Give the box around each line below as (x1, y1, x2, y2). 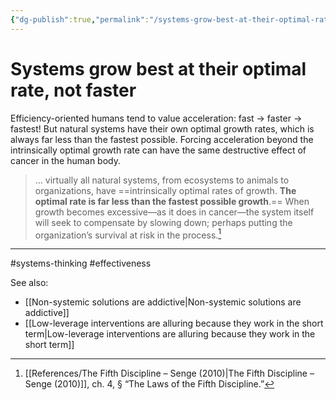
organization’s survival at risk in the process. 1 (34, 227, 222, 241)
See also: (10, 277, 49, 289)
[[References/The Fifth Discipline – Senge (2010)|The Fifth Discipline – (24, 367, 315, 380)
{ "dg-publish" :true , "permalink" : (10, 14, 150, 25)
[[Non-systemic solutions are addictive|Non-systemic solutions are (24, 296, 302, 308)
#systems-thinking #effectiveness (10, 257, 152, 270)
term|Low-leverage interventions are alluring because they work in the (24, 328, 316, 340)
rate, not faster (10, 79, 137, 101)
